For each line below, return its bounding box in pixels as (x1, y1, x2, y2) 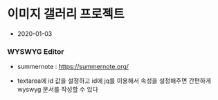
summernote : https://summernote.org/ (17, 63, 129, 71)
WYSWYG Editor (7, 46, 64, 56)
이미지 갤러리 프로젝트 (7, 6, 125, 22)
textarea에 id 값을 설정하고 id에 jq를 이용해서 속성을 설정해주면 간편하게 (17, 77, 212, 85)
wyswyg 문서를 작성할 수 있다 (17, 86, 98, 94)
